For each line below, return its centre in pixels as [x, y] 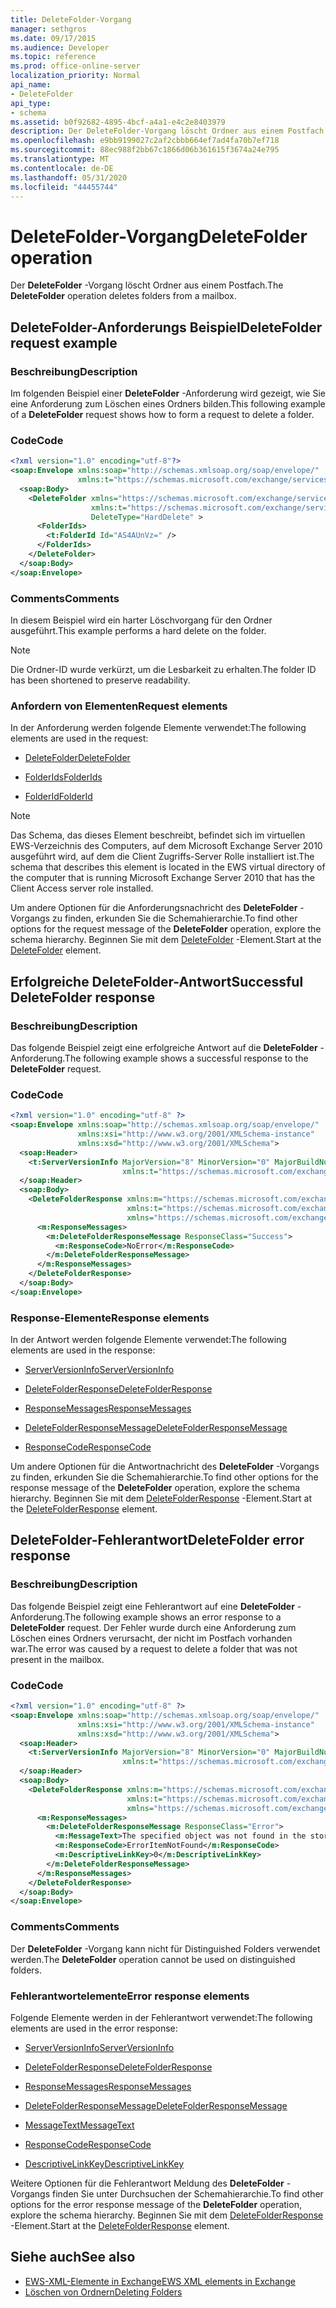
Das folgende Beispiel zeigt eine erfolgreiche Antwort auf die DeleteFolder [164, 1047]
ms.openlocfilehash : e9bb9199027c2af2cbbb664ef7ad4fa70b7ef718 [145, 141]
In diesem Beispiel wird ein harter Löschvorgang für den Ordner [141, 620]
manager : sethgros [48, 29]
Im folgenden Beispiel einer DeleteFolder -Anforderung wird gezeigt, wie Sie [168, 393]
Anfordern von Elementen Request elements [119, 706]
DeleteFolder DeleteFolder [77, 758]
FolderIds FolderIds [63, 777]
